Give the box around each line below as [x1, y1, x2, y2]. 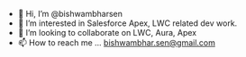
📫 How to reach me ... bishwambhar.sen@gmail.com [17, 37, 216, 48]
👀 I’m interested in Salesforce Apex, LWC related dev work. [17, 18, 238, 28]
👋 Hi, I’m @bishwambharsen [17, 9, 123, 19]
